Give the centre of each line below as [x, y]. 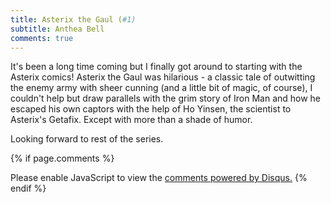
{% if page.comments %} [62, 158]
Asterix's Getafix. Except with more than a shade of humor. [131, 120]
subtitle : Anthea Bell [57, 29]
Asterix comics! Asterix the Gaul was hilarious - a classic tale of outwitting [163, 77]
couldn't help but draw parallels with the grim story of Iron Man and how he [166, 98]
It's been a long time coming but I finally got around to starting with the [156, 67]
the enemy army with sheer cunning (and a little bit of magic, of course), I [161, 88]
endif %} [28, 188]
